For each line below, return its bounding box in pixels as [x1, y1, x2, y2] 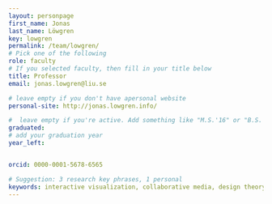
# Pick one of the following [8, 49, 107, 57]
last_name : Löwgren [8, 27, 74, 35]
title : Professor [8, 72, 67, 80]
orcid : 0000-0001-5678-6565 [8, 160, 104, 168]
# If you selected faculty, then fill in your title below [8, 65, 212, 73]
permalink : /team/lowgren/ [8, 42, 100, 50]
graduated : [8, 124, 45, 132]
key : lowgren [8, 34, 53, 43]
